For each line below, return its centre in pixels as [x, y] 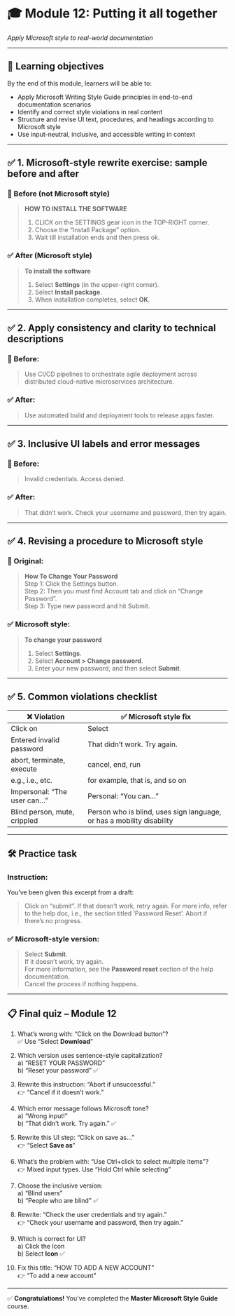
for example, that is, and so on [137, 780]
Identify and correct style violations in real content [90, 112]
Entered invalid [35, 739]
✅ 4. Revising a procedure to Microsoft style [105, 541]
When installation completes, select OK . [92, 300]
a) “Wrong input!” [42, 1116]
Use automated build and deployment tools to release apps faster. [119, 415]
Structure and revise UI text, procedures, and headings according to [115, 119]
